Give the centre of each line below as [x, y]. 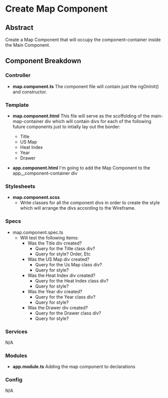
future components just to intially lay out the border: [66, 127]
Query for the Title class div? [65, 248]
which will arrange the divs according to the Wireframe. [78, 208]
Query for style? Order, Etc [63, 254]
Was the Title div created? [55, 243]
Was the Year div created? [55, 291]
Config [14, 380]
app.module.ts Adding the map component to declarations [74, 367]
